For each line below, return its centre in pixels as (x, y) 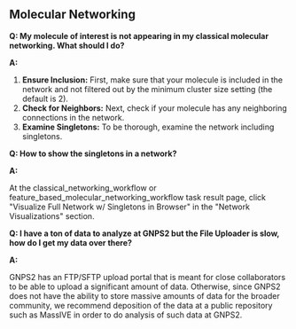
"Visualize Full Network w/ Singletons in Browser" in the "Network (130, 207)
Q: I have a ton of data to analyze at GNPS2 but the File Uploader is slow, (144, 233)
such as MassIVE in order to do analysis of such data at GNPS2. (126, 315)
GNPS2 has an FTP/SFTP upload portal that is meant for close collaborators (148, 277)
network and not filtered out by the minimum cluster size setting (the (147, 89)
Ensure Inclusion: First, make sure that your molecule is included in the (152, 80)
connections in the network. (73, 117)
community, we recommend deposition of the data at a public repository (141, 305)
